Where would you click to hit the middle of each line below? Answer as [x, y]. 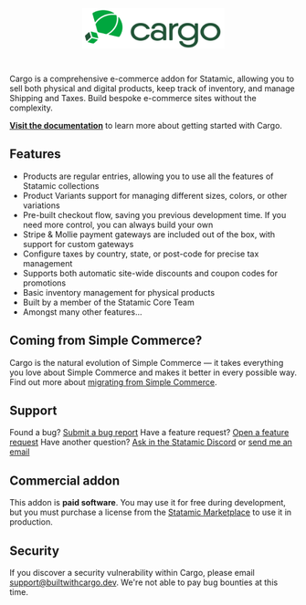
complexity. [31, 108]
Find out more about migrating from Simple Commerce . [113, 381]
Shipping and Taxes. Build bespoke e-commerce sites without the [133, 98]
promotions [44, 283]
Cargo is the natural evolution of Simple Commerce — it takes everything [147, 362]
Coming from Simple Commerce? [106, 341]
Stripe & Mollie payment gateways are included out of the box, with [149, 234]
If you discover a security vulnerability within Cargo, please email [132, 573]
